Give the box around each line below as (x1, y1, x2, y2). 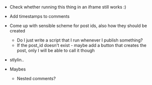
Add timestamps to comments (9, 14, 70, 19)
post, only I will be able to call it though (16, 48, 95, 53)
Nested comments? (16, 76, 56, 81)
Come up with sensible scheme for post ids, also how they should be (9, 23, 147, 28)
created (9, 28, 26, 33)
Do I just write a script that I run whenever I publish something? (16, 37, 143, 43)
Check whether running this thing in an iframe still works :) (9, 4, 127, 10)
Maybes (9, 66, 26, 72)
